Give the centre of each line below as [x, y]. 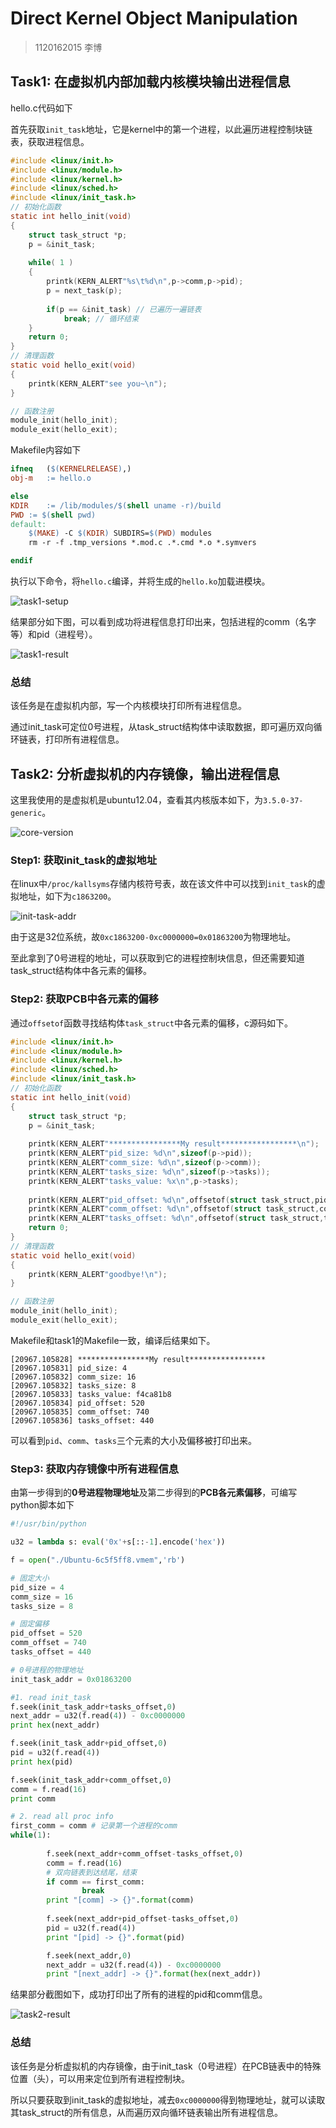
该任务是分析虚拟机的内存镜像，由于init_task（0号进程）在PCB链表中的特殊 [166, 2066]
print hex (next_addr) [55, 1725]
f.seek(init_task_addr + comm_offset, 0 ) [91, 1780]
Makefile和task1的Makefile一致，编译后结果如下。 [113, 1340]
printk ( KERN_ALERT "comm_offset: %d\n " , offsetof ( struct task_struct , [174, 1209]
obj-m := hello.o [51, 478]
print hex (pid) [42, 1762]
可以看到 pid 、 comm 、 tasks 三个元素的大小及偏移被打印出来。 [133, 1440]
